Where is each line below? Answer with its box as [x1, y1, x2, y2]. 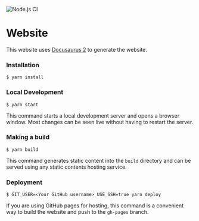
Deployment [6, 178, 43, 187]
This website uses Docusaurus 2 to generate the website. [6, 46, 148, 53]
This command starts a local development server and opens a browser [6, 112, 180, 119]
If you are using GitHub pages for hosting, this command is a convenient [6, 202, 184, 209]
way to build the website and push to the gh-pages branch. [6, 209, 149, 216]
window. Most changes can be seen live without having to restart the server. [6, 118, 194, 125]
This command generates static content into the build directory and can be [6, 157, 191, 164]
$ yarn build [6, 146, 39, 153]
